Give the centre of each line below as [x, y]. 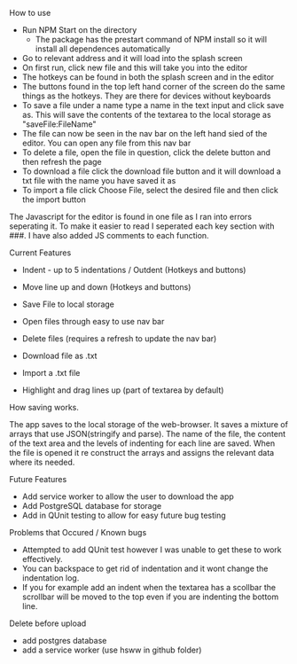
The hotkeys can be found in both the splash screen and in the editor [148, 77]
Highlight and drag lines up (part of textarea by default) [123, 390]
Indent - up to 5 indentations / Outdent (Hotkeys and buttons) [134, 270]
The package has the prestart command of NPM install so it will [151, 39]
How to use [30, 13]
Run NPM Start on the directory [79, 30]
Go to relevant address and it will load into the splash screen [132, 58]
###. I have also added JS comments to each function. [109, 235]
